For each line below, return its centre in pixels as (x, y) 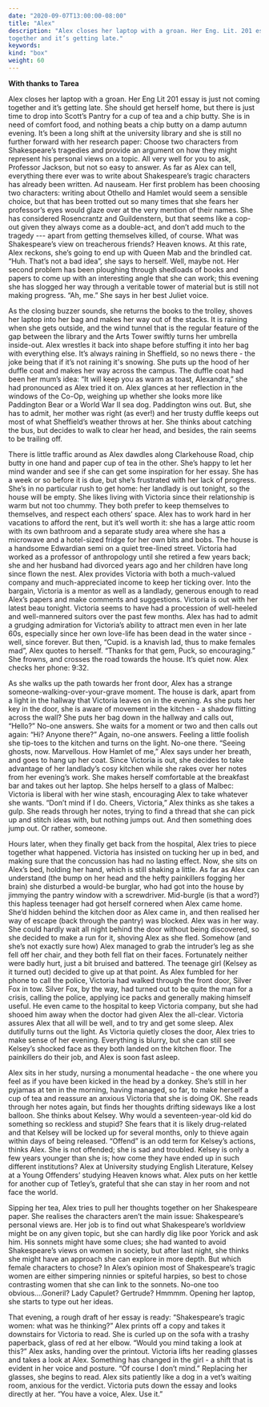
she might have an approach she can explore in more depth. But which (125, 1258)
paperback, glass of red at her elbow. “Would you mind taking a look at (125, 1343)
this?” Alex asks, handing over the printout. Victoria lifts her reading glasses (133, 1351)
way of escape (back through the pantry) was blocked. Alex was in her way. (133, 920)
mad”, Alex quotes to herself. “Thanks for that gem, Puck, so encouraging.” (132, 650)
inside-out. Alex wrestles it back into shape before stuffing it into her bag (128, 345)
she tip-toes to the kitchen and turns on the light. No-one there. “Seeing (127, 743)
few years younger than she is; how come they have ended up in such (124, 1158)
